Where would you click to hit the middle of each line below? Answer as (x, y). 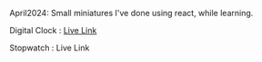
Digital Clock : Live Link (53, 30)
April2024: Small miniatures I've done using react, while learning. (131, 13)
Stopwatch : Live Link (50, 48)
